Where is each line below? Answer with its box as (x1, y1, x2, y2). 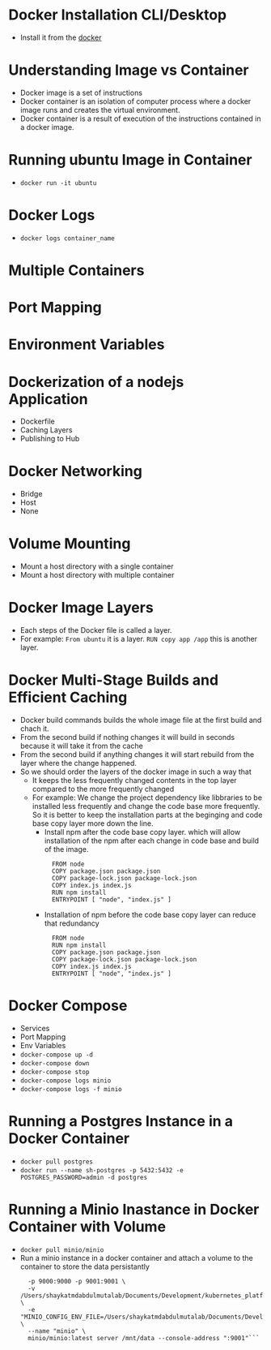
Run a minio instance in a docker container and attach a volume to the (19, 1253, 253, 1262)
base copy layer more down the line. (32, 819, 154, 828)
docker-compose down (19, 1059, 90, 1068)
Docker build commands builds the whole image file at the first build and (19, 716, 262, 724)
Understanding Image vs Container (8, 61, 249, 80)
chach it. (19, 724, 50, 733)
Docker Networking (8, 462, 143, 480)
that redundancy (44, 918, 100, 928)
